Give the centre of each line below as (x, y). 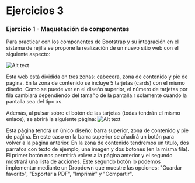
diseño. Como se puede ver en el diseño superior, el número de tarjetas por (97, 89)
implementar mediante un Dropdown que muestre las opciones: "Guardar (94, 168)
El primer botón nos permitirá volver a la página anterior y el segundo (89, 156)
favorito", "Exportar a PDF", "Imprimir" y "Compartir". (69, 174)
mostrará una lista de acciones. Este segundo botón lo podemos (83, 161)
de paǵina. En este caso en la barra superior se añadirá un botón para (90, 137)
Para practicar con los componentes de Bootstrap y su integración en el (93, 42)
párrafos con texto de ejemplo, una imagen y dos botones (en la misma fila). (98, 149)
